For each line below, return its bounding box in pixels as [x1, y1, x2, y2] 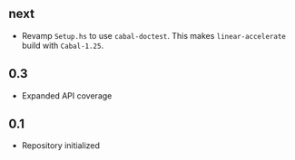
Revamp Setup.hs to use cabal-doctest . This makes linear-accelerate [21, 30, 287, 41]
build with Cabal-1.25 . [21, 40, 104, 51]
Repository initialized [21, 140, 101, 151]
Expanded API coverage [21, 89, 113, 101]
